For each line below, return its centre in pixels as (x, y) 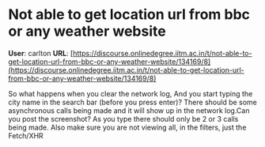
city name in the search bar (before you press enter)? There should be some (132, 102)
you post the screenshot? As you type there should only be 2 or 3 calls (123, 119)
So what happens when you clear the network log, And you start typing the (131, 93)
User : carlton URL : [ (41, 53)
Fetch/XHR (26, 135)
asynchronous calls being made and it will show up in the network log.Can (129, 110)
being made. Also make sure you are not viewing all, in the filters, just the (127, 127)
